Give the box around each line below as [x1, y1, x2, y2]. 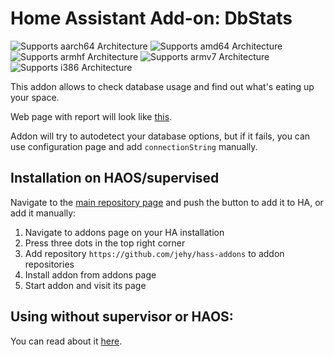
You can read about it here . [10, 335, 123, 347]
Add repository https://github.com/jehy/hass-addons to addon [24, 247, 285, 259]
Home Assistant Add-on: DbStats [10, 7, 293, 30]
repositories [24, 258, 75, 270]
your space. [10, 91, 60, 103]
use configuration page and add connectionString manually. [10, 140, 258, 152]
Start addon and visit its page [24, 279, 147, 291]
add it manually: [10, 207, 77, 219]
